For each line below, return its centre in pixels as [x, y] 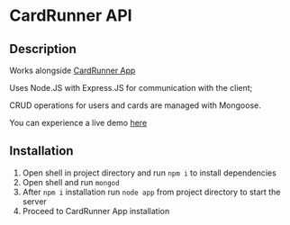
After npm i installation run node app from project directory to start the [151, 192]
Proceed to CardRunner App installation [96, 211]
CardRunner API [71, 16]
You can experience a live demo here [78, 123]
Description [43, 49]
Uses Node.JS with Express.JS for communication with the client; [131, 88]
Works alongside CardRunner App [72, 70]
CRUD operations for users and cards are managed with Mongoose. [135, 105]
